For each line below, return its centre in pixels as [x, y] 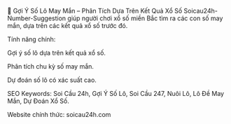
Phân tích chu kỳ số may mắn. [51, 66]
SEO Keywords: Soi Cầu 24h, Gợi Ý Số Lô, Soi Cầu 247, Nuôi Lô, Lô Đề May [116, 94]
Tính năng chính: [31, 39]
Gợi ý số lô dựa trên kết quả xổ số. [57, 53]
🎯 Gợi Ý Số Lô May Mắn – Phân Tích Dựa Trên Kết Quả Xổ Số [95, 11]
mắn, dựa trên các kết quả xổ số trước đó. [68, 26]
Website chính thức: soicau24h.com [59, 115]
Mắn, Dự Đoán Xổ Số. [38, 101]
